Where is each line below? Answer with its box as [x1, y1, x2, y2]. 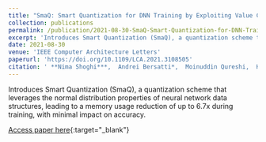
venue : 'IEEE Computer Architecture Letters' [8, 48, 161, 56]
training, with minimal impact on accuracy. [8, 110, 146, 119]
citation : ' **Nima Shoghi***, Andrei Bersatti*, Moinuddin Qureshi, [8, 63, 249, 71]
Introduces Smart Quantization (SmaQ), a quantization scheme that [8, 84, 227, 94]
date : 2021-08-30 [8, 41, 66, 49]
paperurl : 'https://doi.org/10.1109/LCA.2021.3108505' [8, 56, 193, 64]
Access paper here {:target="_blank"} [8, 125, 130, 134]
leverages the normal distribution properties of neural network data [8, 92, 228, 103]
